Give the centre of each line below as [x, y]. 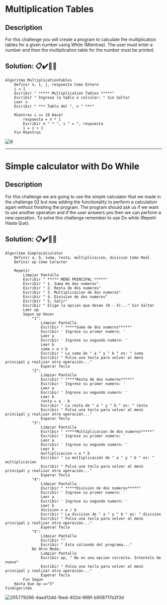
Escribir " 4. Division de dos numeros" [65, 297]
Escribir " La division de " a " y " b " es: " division [101, 514]
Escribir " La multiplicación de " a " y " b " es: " [97, 458]
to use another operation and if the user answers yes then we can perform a [83, 212]
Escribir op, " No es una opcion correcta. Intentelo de [101, 558]
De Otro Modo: [46, 549]
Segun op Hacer [39, 314]
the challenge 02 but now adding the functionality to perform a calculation [81, 202]
